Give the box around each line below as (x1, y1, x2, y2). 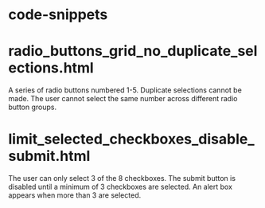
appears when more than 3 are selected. (8, 190, 142, 200)
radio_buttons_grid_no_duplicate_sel (8, 42, 258, 61)
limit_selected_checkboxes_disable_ (8, 130, 255, 148)
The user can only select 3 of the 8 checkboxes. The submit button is (8, 174, 236, 183)
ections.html (8, 59, 94, 77)
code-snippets (8, 6, 108, 24)
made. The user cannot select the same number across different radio (8, 94, 238, 104)
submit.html (8, 147, 91, 165)
